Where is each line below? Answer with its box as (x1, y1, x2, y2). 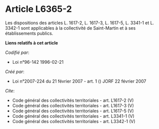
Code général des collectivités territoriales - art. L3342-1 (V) (12, 118, 136, 124)
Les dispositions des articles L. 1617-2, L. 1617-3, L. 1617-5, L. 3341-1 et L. (5, 20, 155, 26)
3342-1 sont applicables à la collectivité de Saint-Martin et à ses (5, 25, 136, 31)
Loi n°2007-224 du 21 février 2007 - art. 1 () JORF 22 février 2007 (12, 78, 147, 84)
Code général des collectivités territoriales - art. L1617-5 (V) (12, 108, 134, 114)
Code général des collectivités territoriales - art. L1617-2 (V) (12, 97, 134, 103)
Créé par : (5, 68, 25, 75)
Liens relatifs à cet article (5, 40, 58, 45)
